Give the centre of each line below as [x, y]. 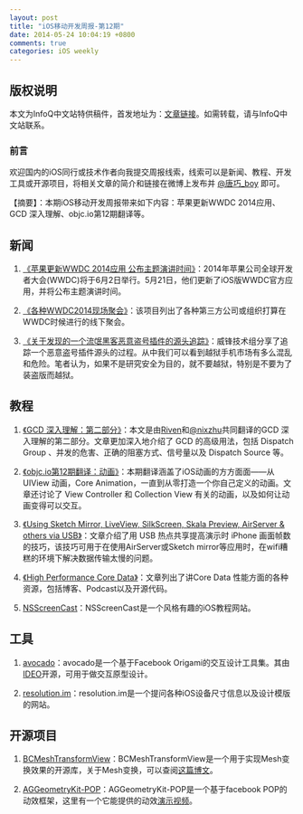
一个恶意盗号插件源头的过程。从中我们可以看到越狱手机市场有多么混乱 [161, 353]
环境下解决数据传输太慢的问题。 [98, 558]
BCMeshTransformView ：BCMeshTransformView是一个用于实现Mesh [152, 759]
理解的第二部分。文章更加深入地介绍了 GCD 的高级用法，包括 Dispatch [162, 440]
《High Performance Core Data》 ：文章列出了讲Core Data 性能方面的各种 [156, 577]
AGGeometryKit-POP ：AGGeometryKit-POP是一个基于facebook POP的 [155, 790]
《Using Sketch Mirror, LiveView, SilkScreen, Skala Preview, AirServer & [153, 524]
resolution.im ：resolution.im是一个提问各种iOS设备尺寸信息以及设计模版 [156, 693]
